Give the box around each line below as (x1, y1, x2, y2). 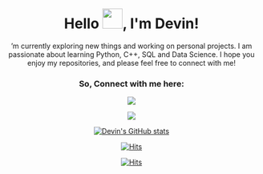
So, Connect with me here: (79, 78, 184, 89)
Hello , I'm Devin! (63, 14, 200, 33)
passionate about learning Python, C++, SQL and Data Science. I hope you (8, 49, 255, 59)
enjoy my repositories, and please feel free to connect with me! (27, 58, 236, 67)
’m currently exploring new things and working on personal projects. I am (10, 41, 253, 51)
